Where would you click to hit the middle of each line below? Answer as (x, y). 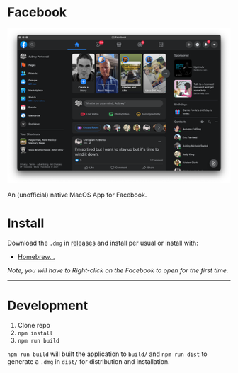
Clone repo (34, 325)
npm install (35, 333)
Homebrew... (36, 256)
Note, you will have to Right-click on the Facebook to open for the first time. (118, 270)
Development (48, 305)
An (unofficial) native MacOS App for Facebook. (77, 195)
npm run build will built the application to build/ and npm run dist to (107, 354)
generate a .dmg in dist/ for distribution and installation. (89, 361)
